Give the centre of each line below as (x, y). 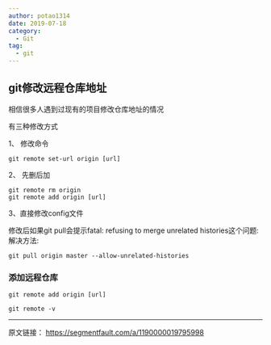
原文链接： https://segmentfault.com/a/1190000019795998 (106, 333)
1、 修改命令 (29, 143)
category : (25, 31)
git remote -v (32, 309)
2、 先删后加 (29, 175)
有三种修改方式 (33, 126)
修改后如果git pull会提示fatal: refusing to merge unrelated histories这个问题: (134, 230)
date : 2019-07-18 (38, 23)
